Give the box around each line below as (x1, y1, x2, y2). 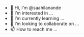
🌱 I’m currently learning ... (10, 15, 65, 21)
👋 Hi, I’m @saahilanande (10, 5, 61, 10)
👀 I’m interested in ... (10, 10, 53, 16)
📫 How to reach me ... (10, 26, 58, 32)
